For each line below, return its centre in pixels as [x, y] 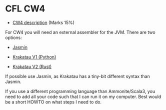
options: [14, 37]
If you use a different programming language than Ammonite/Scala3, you [80, 91]
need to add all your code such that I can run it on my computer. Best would [83, 96]
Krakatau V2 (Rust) [32, 66]
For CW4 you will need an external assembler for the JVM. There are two [80, 32]
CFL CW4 [25, 9]
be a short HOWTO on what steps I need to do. [53, 102]
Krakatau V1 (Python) [34, 57]
